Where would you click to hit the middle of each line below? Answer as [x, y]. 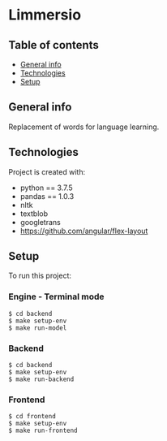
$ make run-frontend [43, 431]
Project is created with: [47, 171]
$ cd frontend [32, 417]
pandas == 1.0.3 [47, 196]
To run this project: [40, 276]
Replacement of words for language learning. [84, 127]
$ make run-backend [41, 379]
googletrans [40, 222]
